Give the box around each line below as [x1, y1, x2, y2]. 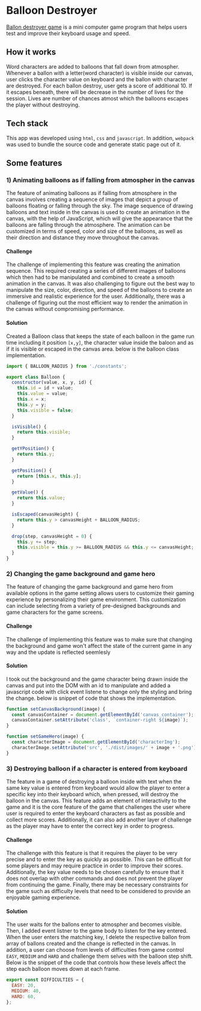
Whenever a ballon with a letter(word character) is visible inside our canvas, [6, 69, 193, 77]
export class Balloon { [6, 374, 66, 380]
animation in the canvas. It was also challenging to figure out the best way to [6, 280, 195, 287]
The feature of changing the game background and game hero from [6, 583, 173, 590]
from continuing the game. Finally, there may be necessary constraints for [6, 881, 188, 888]
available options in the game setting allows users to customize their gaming [6, 590, 194, 597]
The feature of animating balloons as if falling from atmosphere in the [6, 190, 177, 197]
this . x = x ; [17, 396, 47, 403]
